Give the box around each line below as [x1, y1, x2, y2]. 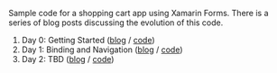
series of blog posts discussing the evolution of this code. [8, 17, 224, 28]
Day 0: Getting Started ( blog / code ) [21, 35, 155, 45]
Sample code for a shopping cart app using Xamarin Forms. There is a [8, 8, 269, 18]
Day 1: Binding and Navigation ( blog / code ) [21, 44, 183, 55]
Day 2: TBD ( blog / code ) [21, 54, 115, 64]
